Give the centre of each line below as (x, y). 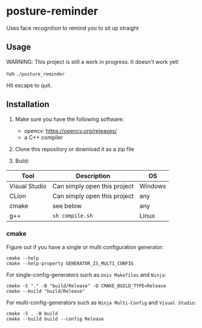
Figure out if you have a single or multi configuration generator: (85, 247)
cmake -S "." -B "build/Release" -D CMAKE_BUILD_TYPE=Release (86, 286)
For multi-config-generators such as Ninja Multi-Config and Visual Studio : (101, 302)
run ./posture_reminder (36, 73)
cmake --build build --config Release (55, 319)
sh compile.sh (73, 216)
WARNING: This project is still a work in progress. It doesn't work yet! (93, 61)
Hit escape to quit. (29, 85)
